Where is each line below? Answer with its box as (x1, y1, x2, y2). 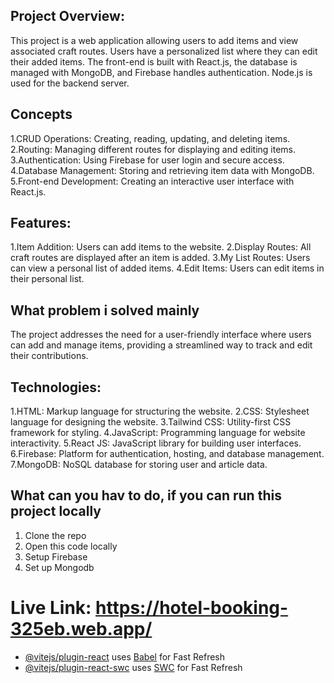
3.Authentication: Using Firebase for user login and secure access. (10, 154, 285, 166)
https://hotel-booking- (95, 597, 289, 619)
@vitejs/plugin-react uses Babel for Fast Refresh (24, 650, 226, 663)
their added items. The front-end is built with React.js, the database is (10, 55, 298, 68)
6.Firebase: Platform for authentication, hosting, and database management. (10, 448, 325, 460)
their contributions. (10, 350, 89, 362)
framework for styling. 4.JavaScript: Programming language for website (10, 427, 306, 439)
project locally (10, 503, 102, 520)
